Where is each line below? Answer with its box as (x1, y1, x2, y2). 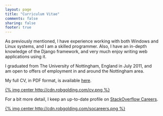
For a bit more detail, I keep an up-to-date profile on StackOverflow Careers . (5, 96, 158, 102)
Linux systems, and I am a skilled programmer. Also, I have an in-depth (5, 43, 147, 49)
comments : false (5, 16, 38, 21)
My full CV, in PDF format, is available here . (5, 78, 91, 84)
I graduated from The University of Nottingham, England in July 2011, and (5, 63, 152, 69)
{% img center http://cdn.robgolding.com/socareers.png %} (5, 106, 126, 112)
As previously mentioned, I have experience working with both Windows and (5, 38, 159, 44)
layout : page (5, 7, 32, 12)
